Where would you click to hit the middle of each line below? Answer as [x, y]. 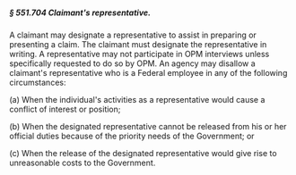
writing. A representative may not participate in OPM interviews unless [139, 54]
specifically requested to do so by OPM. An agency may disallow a [132, 63]
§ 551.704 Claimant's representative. [80, 12]
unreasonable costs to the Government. [83, 162]
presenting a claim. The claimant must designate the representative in [138, 44]
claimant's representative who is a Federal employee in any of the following [148, 72]
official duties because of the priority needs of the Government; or [132, 136]
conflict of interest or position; [65, 109]
